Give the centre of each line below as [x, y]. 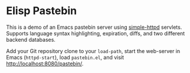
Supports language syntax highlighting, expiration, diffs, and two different [96, 33]
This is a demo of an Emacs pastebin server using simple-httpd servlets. [94, 27]
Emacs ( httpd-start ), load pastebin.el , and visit [65, 57]
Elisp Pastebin [42, 11]
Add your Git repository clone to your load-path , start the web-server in [93, 51]
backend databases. [31, 39]
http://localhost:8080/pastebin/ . [45, 64]
